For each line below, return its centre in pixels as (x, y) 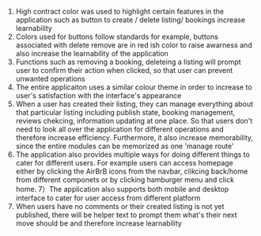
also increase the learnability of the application (92, 53)
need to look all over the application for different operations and (119, 129)
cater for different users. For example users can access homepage (124, 163)
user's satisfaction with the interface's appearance (98, 95)
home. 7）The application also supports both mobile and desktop (122, 189)
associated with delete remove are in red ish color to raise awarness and (134, 45)
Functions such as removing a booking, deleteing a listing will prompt (128, 62)
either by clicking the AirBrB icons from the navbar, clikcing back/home (132, 171)
